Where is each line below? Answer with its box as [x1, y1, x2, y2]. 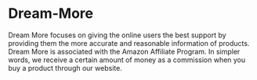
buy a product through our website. [8, 63, 123, 72]
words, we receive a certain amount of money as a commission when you [8, 55, 246, 64]
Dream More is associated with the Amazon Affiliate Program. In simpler [8, 47, 241, 56]
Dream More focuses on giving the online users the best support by [8, 30, 226, 40]
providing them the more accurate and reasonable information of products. [8, 38, 250, 47]
